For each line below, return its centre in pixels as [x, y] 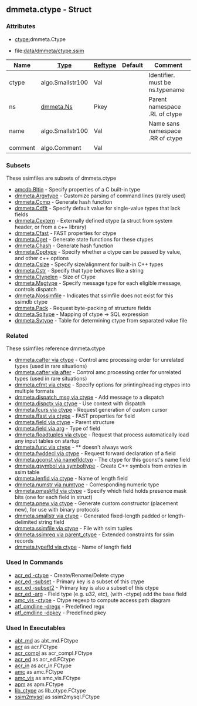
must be [160, 82]
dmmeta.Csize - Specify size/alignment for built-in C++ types [89, 264]
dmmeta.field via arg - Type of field [57, 429]
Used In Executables [36, 628]
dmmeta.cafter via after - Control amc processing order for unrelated [98, 372]
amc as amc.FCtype [39, 671]
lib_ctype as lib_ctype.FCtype [50, 690]
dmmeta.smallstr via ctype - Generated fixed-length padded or [91, 516]
